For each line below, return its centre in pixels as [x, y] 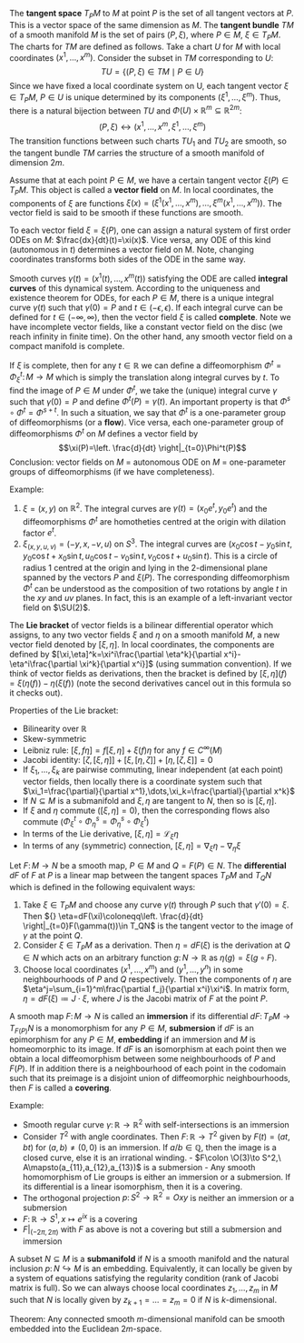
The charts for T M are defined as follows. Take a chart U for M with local [145, 46]
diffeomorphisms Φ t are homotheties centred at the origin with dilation [154, 521]
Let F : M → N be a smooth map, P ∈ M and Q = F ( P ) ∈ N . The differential [148, 865]
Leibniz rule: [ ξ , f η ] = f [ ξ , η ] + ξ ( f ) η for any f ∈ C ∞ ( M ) [123, 749]
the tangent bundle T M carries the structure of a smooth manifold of [137, 153]
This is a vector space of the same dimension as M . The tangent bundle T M [152, 25]
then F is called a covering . [60, 1088]
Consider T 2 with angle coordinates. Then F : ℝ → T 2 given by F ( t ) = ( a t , [156, 1136]
